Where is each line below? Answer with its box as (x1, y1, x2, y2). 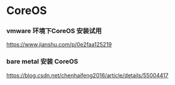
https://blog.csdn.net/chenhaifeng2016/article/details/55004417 (6, 72, 169, 79)
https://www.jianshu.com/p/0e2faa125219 (6, 41, 112, 48)
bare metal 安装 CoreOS (6, 57, 79, 66)
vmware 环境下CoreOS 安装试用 (6, 27, 102, 35)
